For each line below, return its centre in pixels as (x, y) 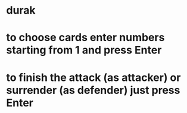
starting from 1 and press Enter (84, 50)
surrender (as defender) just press (93, 90)
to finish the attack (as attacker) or (93, 77)
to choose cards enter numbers (85, 38)
